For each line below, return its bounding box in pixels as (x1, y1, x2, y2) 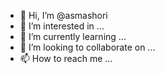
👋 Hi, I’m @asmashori (19, 10, 108, 21)
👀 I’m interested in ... (19, 20, 105, 32)
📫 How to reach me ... (19, 53, 113, 64)
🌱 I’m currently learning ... (19, 31, 127, 42)
